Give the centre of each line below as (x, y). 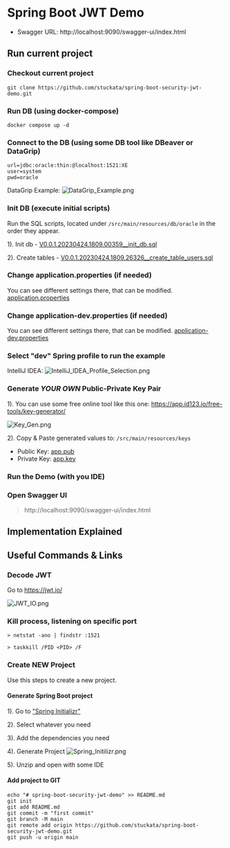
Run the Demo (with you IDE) (56, 476)
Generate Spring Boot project (50, 696)
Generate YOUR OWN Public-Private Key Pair (84, 389)
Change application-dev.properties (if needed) (87, 316)
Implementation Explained (65, 532)
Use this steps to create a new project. (62, 680)
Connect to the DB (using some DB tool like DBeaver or (100, 142)
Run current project (50, 54)
